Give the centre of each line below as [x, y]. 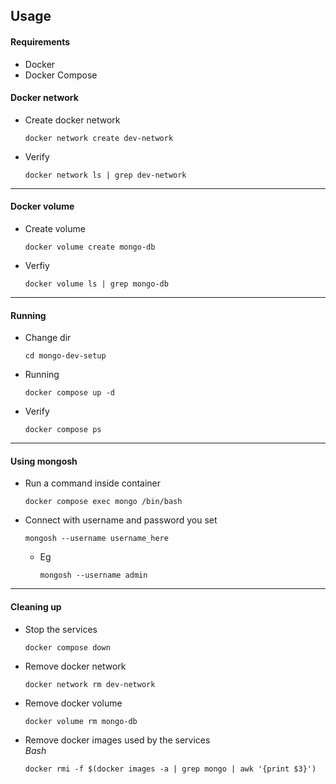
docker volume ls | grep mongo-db [96, 284]
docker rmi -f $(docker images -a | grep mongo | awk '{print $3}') [170, 769]
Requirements [40, 41]
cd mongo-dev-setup [65, 356]
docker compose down [67, 647]
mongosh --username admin [93, 575]
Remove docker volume [73, 703]
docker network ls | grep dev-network [105, 175]
